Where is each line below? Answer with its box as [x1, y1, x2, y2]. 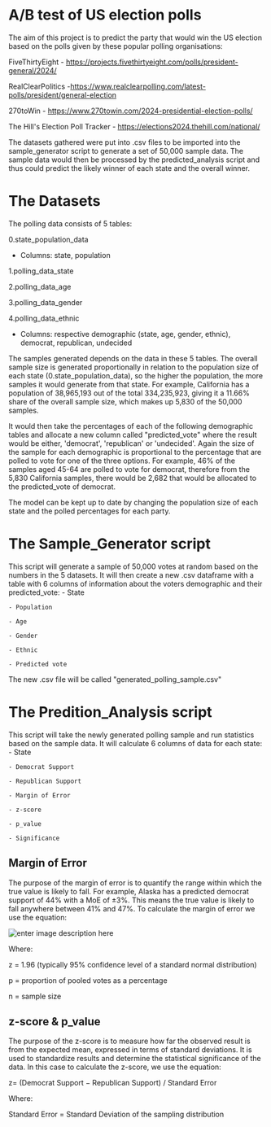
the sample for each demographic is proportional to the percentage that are [8, 447, 262, 456]
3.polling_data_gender [8, 297, 83, 307]
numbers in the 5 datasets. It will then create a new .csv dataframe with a [8, 570, 254, 579]
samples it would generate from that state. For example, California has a [8, 379, 250, 389]
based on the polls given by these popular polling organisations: [8, 41, 223, 50]
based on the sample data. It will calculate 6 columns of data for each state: [8, 738, 263, 748]
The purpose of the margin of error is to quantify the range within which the [8, 877, 262, 888]
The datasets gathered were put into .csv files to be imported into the [8, 137, 241, 147]
